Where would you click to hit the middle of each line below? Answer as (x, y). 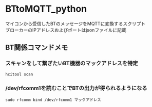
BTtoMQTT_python (46, 9)
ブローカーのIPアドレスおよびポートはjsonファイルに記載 (66, 30)
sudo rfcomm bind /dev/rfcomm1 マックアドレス (53, 100)
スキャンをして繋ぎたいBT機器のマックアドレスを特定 (72, 63)
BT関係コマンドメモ (37, 48)
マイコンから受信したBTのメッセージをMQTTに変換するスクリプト (75, 23)
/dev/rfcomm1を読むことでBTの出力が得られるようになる (76, 88)
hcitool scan (19, 74)
